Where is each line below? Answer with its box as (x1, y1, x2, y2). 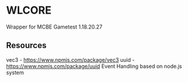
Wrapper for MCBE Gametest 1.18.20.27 (6, 23, 103, 30)
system (6, 69, 24, 76)
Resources (6, 40, 47, 51)
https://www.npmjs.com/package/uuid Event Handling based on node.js (6, 62, 182, 70)
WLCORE (6, 4, 52, 17)
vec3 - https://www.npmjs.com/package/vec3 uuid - (6, 56, 135, 63)
